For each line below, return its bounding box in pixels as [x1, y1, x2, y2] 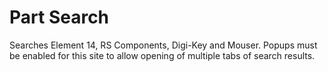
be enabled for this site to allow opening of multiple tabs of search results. [9, 49, 316, 61]
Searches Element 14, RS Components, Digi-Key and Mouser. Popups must [9, 39, 318, 51]
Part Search [9, 6, 110, 29]
